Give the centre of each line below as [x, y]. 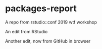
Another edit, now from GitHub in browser [48, 41]
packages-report [41, 9]
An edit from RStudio [26, 31]
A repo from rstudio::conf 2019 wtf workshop [51, 22]
